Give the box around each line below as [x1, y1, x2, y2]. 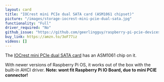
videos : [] [5, 39, 27, 44]
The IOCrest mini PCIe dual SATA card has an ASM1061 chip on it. [5, 52, 137, 58]
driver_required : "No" [5, 25, 51, 30]
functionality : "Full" [5, 20, 51, 26]
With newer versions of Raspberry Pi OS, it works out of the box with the [5, 61, 151, 67]
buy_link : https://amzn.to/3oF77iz [5, 35, 78, 40]
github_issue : [5, 30, 34, 35]
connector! [5, 72, 28, 78]
